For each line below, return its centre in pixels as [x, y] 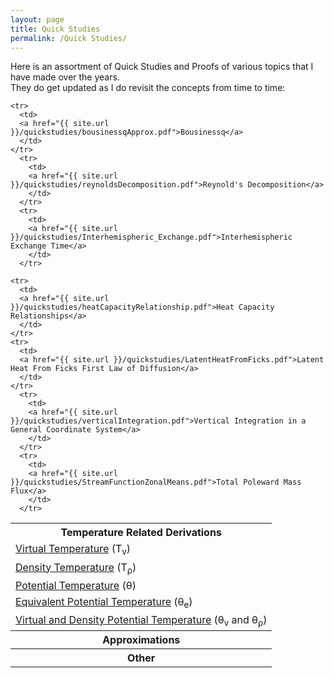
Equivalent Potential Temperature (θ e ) [104, 602]
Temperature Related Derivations [141, 533]
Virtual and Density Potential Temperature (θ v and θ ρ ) [141, 620]
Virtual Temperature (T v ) [73, 550]
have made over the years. [65, 77]
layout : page [37, 19]
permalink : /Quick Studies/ [69, 38]
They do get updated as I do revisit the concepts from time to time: [148, 88]
